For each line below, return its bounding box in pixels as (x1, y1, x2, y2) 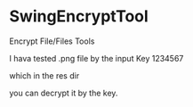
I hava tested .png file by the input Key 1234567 (9, 53, 184, 63)
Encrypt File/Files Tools (9, 36, 95, 46)
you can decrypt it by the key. (9, 87, 118, 98)
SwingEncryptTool (9, 6, 149, 27)
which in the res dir (9, 70, 80, 81)
